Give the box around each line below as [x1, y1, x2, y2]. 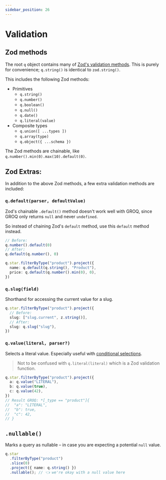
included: [5, 186, 24, 192]
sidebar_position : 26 [5, 7, 50, 12]
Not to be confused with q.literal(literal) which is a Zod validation [17, 360, 160, 366]
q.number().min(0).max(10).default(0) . [5, 153, 87, 159]
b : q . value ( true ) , [9, 384, 48, 389]
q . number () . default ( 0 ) [5, 242, 52, 247]
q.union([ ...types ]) [19, 129, 67, 134]
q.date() [19, 113, 38, 118]
